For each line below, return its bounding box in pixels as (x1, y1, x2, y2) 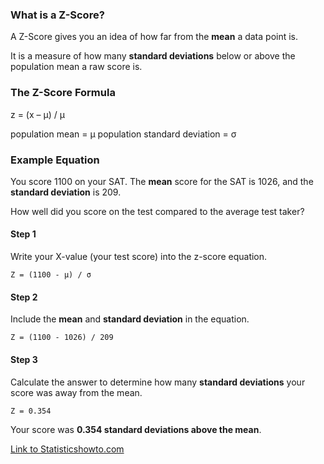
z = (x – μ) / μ (10, 108, 65, 120)
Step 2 (10, 291, 38, 303)
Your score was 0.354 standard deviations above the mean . (10, 423, 262, 435)
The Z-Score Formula (10, 86, 116, 100)
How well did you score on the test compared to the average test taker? (10, 205, 305, 217)
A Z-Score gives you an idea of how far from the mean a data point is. (10, 31, 299, 43)
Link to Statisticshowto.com (10, 443, 125, 455)
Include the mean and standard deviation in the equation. (10, 313, 250, 325)
